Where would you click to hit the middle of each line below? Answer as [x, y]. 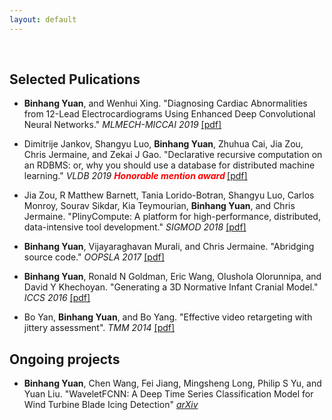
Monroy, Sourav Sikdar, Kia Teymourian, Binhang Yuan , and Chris [159, 206]
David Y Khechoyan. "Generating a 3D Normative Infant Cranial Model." [171, 287]
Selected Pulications [75, 79]
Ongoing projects [65, 359]
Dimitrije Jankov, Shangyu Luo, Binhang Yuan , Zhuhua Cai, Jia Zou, [163, 144]
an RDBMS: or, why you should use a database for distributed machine [169, 165]
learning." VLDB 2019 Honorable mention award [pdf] [135, 176]
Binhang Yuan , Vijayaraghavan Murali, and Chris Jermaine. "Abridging [169, 247]
